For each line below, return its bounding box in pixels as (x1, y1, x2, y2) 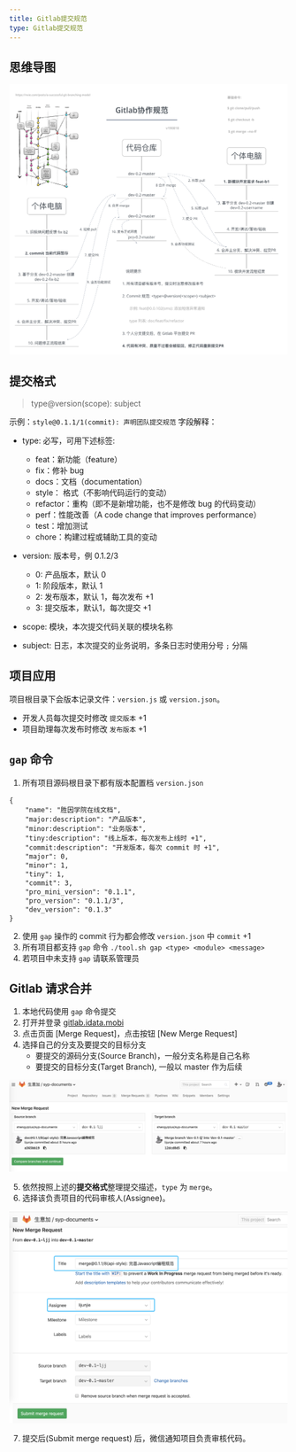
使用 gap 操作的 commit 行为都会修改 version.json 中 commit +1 (21, 930, 252, 941)
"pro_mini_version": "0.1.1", (25, 887, 137, 897)
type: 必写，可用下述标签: (21, 435, 116, 446)
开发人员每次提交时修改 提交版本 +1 (21, 712, 148, 723)
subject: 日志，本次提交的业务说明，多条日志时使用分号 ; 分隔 (21, 640, 248, 650)
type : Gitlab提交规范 (9, 23, 84, 33)
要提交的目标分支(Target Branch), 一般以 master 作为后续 (34, 1061, 243, 1072)
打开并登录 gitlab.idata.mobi (21, 1017, 125, 1028)
